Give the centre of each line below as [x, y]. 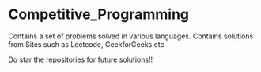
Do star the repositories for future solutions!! [80, 59]
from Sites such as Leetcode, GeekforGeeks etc [86, 44]
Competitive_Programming [99, 14]
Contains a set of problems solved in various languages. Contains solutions [131, 36]
